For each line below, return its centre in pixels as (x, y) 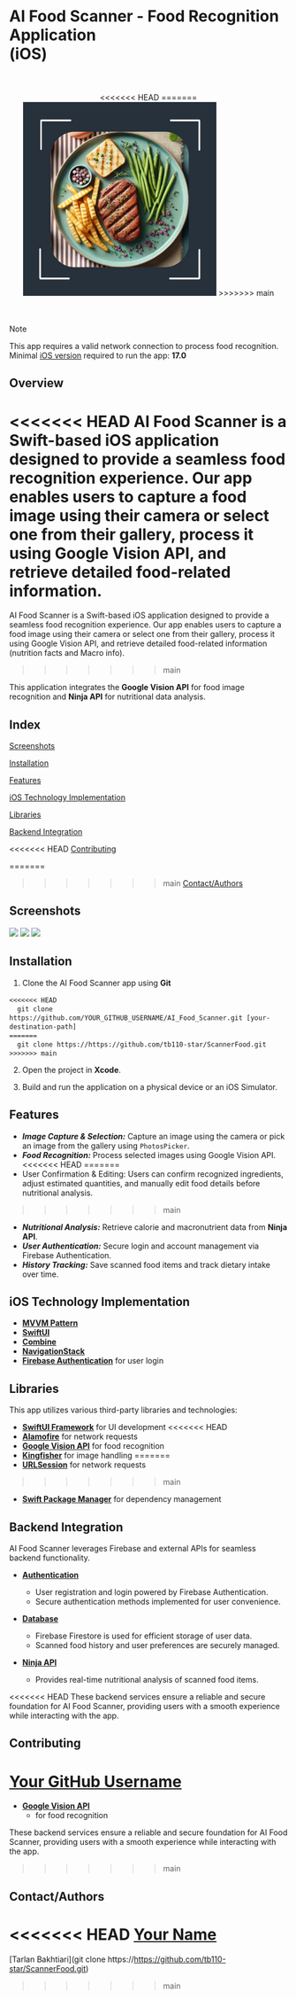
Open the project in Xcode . (72, 1070)
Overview (37, 383)
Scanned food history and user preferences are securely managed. (157, 1645)
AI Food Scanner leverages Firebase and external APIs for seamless (133, 1548)
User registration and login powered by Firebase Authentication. (152, 1591)
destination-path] (43, 1027)
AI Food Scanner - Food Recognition (144, 16)
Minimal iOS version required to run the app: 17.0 (98, 355)
